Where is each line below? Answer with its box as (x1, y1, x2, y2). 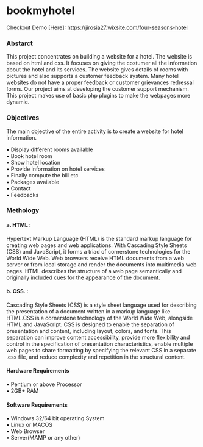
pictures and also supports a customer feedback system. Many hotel (6, 73, 179, 80)
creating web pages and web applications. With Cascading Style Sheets (6, 241, 187, 249)
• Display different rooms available (6, 146, 93, 153)
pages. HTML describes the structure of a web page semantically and (6, 267, 182, 274)
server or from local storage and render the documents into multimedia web (6, 260, 197, 268)
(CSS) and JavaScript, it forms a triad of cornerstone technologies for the (6, 248, 191, 255)
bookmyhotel (6, 4, 75, 18)
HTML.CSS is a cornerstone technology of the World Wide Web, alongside (6, 314, 193, 321)
